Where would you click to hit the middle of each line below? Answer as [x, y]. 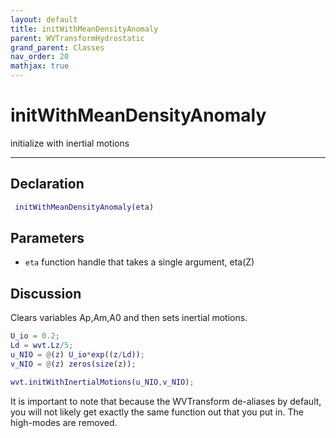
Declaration [47, 184]
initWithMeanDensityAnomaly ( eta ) [84, 207]
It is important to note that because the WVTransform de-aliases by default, [166, 401]
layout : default [44, 19]
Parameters [47, 238]
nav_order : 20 [40, 57]
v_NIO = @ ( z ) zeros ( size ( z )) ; [73, 364]
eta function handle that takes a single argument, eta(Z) [139, 262]
